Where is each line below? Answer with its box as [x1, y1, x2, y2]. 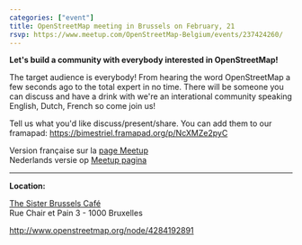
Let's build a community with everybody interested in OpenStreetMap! [9, 55, 279, 66]
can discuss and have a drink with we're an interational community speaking [9, 91, 292, 102]
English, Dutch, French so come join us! [9, 101, 155, 112]
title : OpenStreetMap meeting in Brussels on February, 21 [9, 22, 235, 31]
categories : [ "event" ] [9, 13, 94, 23]
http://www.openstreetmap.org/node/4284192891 [9, 225, 195, 236]
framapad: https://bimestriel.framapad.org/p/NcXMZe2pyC [9, 128, 228, 139]
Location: [9, 181, 46, 192]
